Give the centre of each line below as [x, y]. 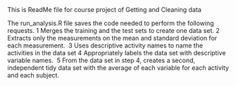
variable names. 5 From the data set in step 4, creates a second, [101, 60]
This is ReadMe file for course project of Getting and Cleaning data [105, 10]
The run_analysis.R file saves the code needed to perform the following [111, 23]
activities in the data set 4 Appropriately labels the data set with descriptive [117, 53]
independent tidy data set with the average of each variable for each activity [118, 68]
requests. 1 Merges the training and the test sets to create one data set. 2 [113, 31]
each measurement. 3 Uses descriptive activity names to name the [105, 45]
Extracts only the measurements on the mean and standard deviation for [112, 38]
